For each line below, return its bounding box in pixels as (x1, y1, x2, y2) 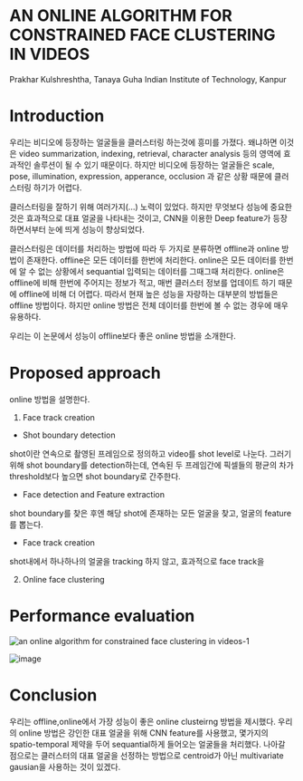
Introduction (9, 106, 105, 127)
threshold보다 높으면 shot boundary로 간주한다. (9, 470, 181, 481)
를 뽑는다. (9, 518, 43, 530)
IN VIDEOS (9, 44, 90, 64)
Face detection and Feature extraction (22, 488, 166, 499)
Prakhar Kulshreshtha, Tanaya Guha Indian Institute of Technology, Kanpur (9, 73, 287, 84)
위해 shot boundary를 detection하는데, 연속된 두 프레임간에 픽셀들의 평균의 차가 (9, 459, 294, 470)
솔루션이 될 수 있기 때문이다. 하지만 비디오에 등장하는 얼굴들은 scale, (33, 159, 275, 170)
